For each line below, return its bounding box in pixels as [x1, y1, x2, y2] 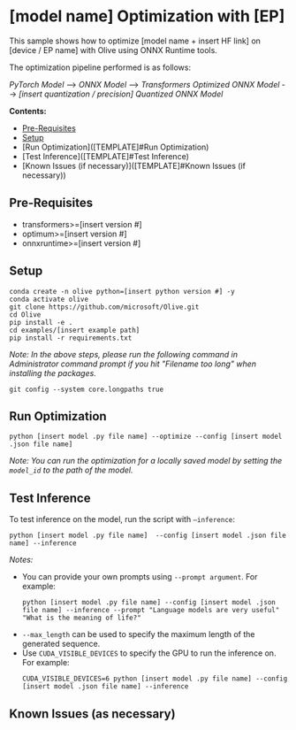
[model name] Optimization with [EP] [9, 6, 285, 27]
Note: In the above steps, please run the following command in [9, 349, 239, 359]
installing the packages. [9, 367, 97, 378]
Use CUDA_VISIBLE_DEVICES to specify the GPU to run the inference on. [21, 648, 277, 658]
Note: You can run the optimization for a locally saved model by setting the [9, 456, 283, 466]
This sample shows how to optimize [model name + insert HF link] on [9, 35, 261, 46]
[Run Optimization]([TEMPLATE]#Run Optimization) [21, 142, 209, 152]
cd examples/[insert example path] [9, 326, 140, 334]
